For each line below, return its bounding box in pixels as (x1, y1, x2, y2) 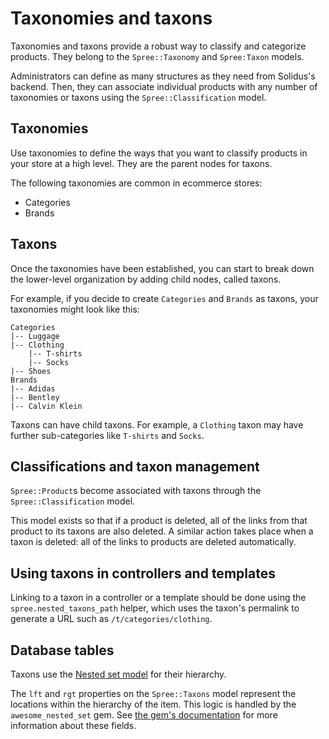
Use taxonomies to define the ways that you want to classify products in (10, 147, 308, 159)
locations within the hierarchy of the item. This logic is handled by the (10, 698, 297, 710)
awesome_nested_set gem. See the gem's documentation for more (10, 709, 278, 721)
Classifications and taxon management (10, 458, 260, 475)
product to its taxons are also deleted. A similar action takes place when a (10, 525, 314, 537)
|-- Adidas (10, 383, 56, 394)
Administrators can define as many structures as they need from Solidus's (10, 70, 316, 82)
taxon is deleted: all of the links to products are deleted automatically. (10, 536, 297, 548)
